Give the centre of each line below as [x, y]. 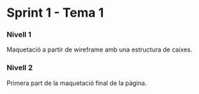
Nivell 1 [19, 35]
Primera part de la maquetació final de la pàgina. [77, 83]
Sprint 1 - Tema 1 [55, 13]
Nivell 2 [20, 68]
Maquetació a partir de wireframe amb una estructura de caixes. [99, 49]
